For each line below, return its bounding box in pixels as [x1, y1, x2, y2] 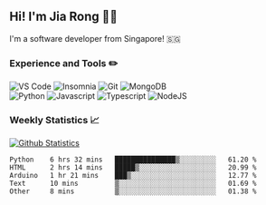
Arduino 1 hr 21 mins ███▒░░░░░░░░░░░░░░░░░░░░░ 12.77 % [9, 171, 257, 181]
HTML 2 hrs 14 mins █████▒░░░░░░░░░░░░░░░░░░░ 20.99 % [9, 163, 257, 172]
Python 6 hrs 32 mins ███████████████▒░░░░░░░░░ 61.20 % [9, 155, 257, 164]
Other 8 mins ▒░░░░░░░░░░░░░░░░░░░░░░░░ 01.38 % [9, 187, 257, 196]
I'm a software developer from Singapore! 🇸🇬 [9, 33, 181, 44]
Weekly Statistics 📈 [9, 114, 100, 127]
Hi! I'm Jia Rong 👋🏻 [9, 9, 119, 24]
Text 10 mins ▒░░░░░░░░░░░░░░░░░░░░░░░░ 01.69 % [9, 179, 257, 189]
